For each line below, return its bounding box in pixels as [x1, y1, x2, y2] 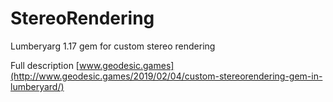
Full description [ [10, 59, 80, 71]
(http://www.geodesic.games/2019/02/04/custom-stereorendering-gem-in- [10, 70, 323, 82]
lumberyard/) [10, 80, 65, 92]
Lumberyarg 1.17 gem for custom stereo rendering [10, 40, 216, 52]
